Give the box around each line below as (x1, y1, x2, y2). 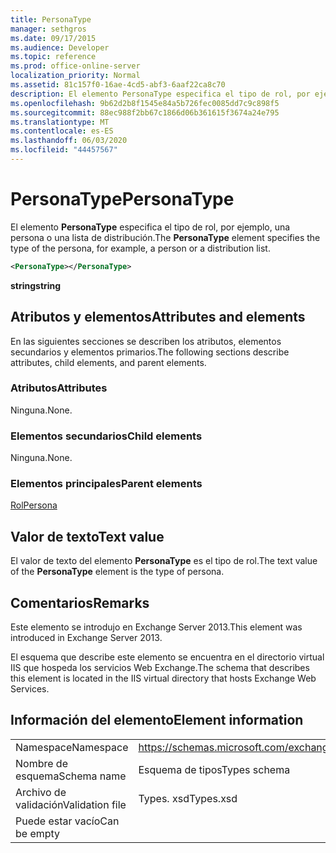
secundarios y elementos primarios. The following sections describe (10, 346, 290, 358)
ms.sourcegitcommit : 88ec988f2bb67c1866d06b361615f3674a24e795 (10, 107, 280, 118)
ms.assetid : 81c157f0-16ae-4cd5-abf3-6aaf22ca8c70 (10, 80, 226, 90)
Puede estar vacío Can (15, 814, 120, 828)
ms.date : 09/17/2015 (10, 33, 97, 43)
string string (10, 279, 62, 291)
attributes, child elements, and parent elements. (10, 356, 207, 368)
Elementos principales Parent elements (10, 477, 203, 491)
